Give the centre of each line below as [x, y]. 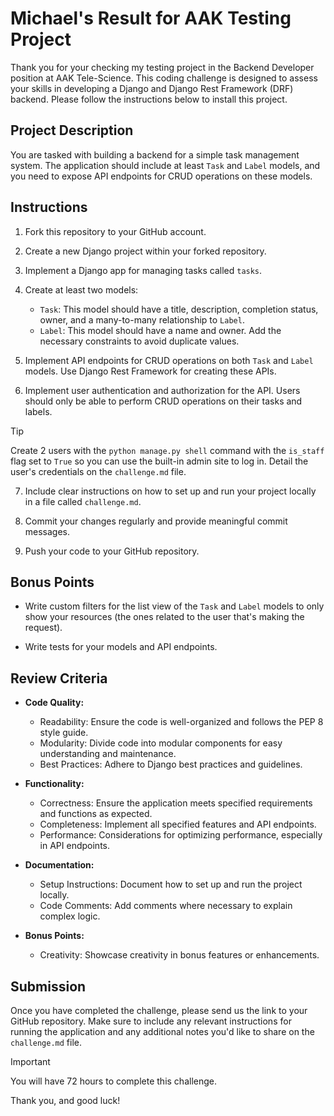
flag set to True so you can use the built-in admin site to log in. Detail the [159, 461]
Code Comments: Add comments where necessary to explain [166, 906]
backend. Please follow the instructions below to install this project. [149, 99]
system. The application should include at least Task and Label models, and [165, 165]
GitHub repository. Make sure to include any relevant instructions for [151, 1021]
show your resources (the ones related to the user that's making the [164, 617]
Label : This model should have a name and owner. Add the [160, 330]
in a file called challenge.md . [83, 501]
